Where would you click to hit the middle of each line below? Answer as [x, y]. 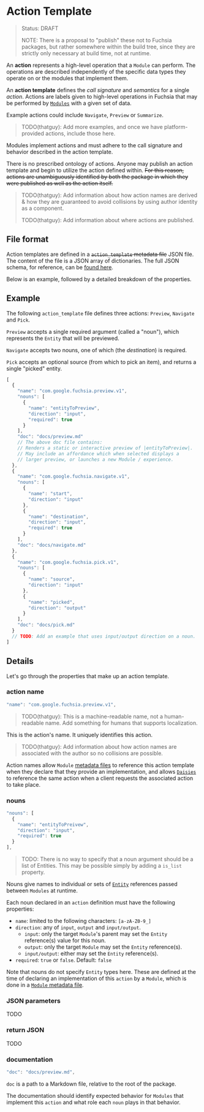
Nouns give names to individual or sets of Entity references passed [92, 884]
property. [33, 872]
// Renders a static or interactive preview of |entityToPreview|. [105, 448]
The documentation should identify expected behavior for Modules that [95, 1095]
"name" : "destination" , [59, 517]
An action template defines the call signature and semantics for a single [98, 90]
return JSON [25, 1030]
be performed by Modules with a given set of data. [69, 103]
